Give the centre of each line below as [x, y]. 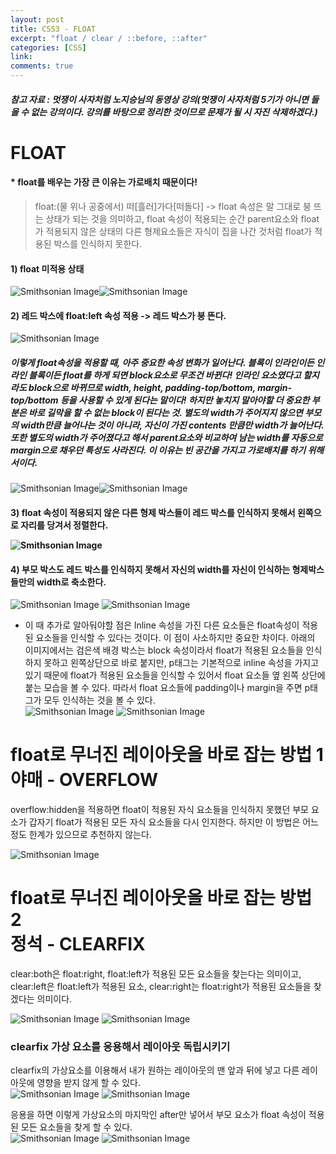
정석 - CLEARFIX [78, 944]
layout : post [37, 19]
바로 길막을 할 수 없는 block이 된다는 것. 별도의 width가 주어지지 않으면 [165, 412]
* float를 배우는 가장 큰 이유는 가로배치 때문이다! [104, 182]
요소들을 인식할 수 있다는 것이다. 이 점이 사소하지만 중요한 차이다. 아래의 [175, 638]
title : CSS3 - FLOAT [53, 29]
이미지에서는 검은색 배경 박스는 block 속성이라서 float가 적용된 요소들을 [164, 650]
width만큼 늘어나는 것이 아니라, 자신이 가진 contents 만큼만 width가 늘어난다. [172, 425]
